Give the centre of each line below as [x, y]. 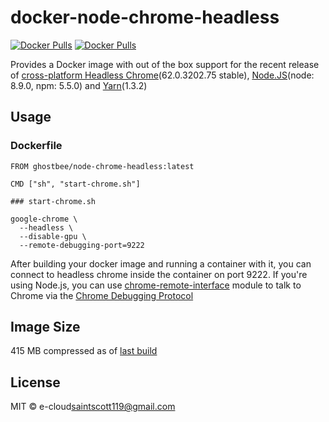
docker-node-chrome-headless [145, 17]
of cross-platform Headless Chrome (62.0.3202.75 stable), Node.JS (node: [162, 75]
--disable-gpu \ [53, 236]
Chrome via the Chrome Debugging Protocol [102, 295]
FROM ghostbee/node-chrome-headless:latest [102, 166]
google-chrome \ [44, 219]
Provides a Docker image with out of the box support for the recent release [165, 64]
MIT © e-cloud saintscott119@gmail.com [93, 407]
